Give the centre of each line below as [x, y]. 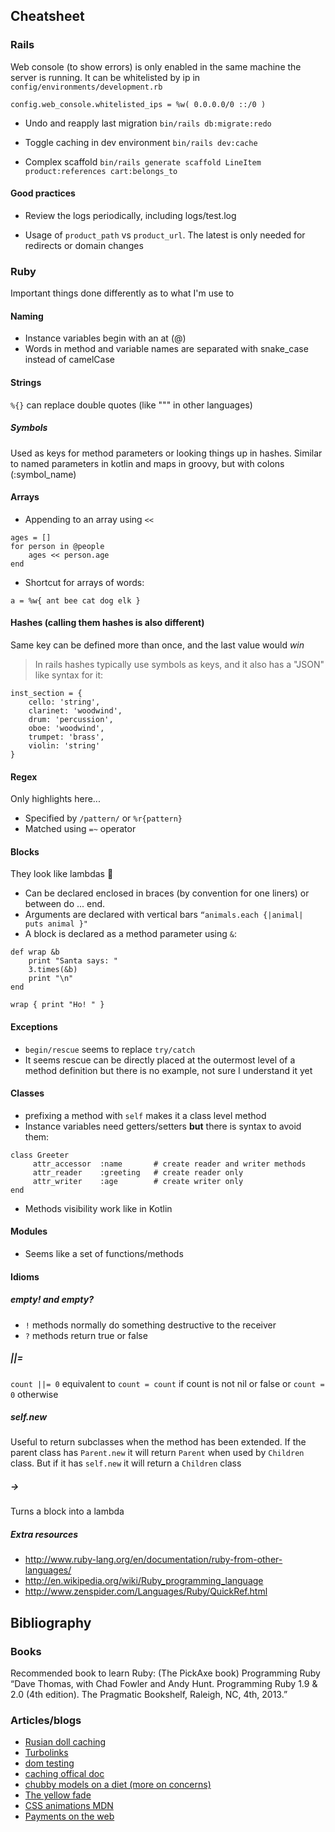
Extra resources [44, 1535]
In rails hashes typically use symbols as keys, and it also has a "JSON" [179, 664]
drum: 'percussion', [71, 719]
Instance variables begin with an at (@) [105, 338]
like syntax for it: [69, 675]
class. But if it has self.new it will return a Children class [126, 1463]
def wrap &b [35, 952]
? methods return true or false [86, 1335]
